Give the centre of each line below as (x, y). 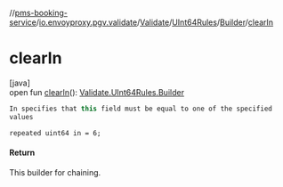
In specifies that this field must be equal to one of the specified (141, 109)
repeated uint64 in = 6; (55, 133)
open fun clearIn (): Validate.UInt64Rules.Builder (97, 92)
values (21, 117)
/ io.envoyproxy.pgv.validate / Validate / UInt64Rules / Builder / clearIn (155, 22)
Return (22, 153)
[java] (20, 83)
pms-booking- (41, 13)
